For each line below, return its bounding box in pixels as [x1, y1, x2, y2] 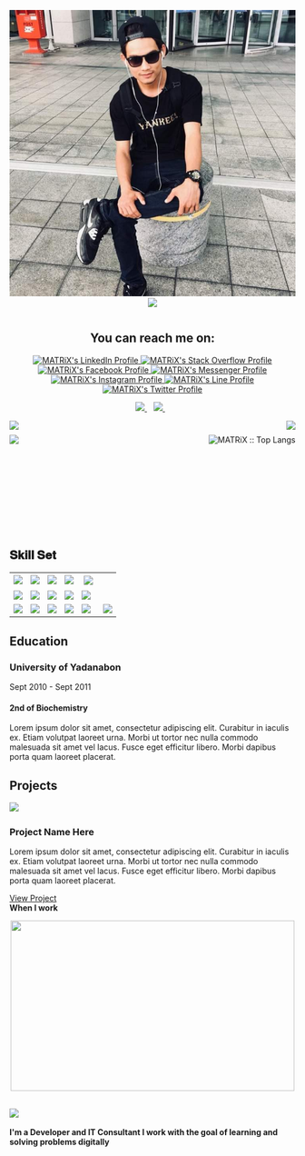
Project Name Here [9, 825, 95, 838]
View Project [9, 892, 57, 904]
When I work [9, 902, 59, 913]
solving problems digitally [9, 1137, 110, 1148]
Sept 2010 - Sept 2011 [9, 682, 92, 693]
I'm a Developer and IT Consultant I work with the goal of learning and [9, 1127, 279, 1138]
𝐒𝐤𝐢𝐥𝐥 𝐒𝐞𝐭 [9, 547, 56, 563]
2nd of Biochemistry [9, 702, 88, 713]
